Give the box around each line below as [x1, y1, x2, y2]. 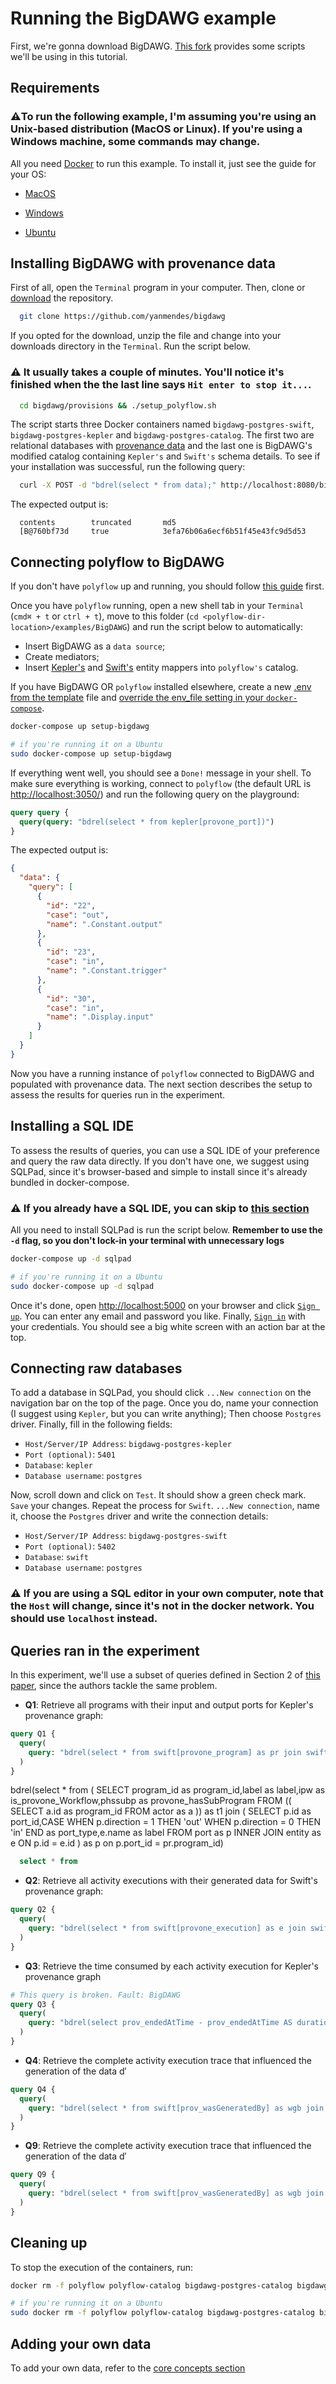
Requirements [10, 80, 100, 97]
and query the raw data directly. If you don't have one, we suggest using [10, 1155, 310, 1167]
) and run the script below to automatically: [126, 621, 304, 633]
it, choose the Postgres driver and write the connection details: [10, 1510, 269, 1522]
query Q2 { [10, 1905, 56, 1915]
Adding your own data [10, 2335, 152, 2352]
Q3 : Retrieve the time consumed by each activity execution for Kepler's [24, 1960, 319, 1972]
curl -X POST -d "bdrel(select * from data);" [19, 480, 217, 491]
